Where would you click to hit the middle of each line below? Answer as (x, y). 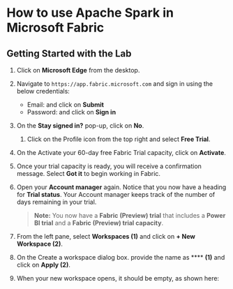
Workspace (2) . (40, 244)
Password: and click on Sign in (72, 112)
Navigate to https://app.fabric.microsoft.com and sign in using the (115, 84)
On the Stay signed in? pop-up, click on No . (80, 126)
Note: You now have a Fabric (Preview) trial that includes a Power (130, 215)
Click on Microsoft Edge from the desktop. (78, 70)
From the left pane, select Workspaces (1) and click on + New (106, 236)
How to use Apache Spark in (90, 13)
